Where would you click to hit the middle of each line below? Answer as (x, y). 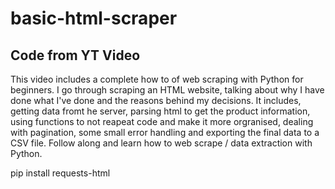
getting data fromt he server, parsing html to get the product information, (160, 111)
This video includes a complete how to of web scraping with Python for (157, 79)
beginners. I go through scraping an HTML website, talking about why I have (167, 90)
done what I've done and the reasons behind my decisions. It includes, (156, 100)
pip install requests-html (60, 173)
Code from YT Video (75, 55)
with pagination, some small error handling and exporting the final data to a (165, 132)
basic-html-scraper (94, 18)
